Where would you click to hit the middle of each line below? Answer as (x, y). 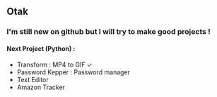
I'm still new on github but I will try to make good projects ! (109, 32)
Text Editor (33, 79)
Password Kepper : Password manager (74, 72)
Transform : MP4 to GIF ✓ (54, 64)
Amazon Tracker (41, 87)
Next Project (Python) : (41, 48)
